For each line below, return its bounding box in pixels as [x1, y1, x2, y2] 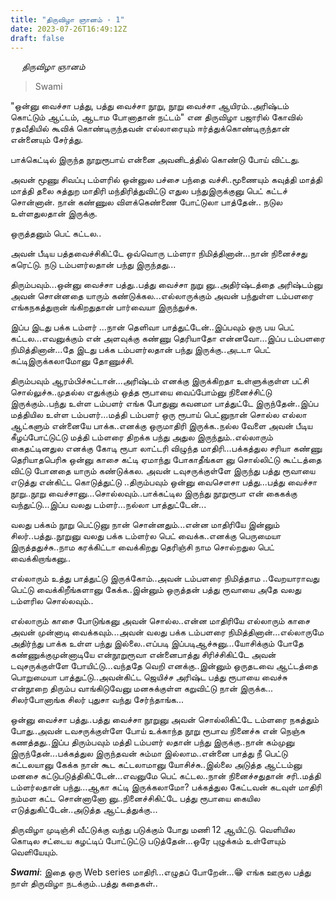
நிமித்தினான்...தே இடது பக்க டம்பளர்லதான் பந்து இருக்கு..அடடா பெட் [10, 344, 271, 356]
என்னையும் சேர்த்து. [10, 134, 83, 146]
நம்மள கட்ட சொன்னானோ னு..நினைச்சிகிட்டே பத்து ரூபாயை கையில [10, 792, 261, 805]
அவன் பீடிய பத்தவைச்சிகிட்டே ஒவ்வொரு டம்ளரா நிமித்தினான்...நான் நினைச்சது [10, 247, 308, 260]
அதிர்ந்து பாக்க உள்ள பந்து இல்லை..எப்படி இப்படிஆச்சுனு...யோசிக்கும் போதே [10, 637, 304, 650]
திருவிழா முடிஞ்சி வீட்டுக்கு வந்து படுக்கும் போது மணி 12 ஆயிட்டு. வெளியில [10, 824, 296, 836]
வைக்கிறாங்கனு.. [10, 552, 72, 565]
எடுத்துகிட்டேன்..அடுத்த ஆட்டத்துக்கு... [10, 804, 158, 816]
